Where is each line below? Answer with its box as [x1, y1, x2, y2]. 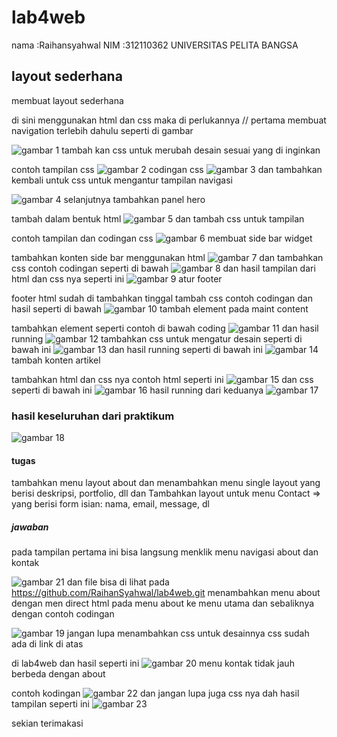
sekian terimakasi [11, 717, 84, 730]
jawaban [11, 521, 49, 533]
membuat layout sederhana [11, 94, 124, 106]
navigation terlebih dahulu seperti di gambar [11, 124, 194, 136]
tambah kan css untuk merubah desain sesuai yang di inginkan [61, 144, 321, 156]
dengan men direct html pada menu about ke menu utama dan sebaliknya [11, 597, 315, 610]
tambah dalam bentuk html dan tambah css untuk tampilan [11, 212, 305, 225]
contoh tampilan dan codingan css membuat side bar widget [11, 232, 313, 244]
